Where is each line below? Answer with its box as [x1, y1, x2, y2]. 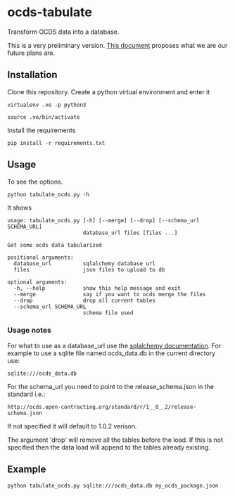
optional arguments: [7, 279, 68, 286]
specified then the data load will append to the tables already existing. [7, 443, 211, 451]
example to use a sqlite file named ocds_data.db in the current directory [7, 349, 216, 357]
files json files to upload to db [13, 266, 165, 273]
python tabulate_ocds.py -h [7, 191, 90, 198]
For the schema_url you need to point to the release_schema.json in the [7, 382, 215, 390]
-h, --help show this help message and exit [13, 284, 181, 292]
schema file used [82, 309, 134, 317]
